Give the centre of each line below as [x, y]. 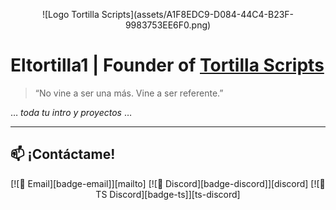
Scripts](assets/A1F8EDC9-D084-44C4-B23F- [198, 14]
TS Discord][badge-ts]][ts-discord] [168, 194]
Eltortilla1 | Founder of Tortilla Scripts [167, 65]
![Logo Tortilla [70, 14]
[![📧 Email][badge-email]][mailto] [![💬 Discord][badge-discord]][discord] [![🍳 [168, 183]
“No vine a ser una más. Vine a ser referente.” [129, 93]
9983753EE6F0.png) [168, 25]
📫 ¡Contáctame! [63, 154]
